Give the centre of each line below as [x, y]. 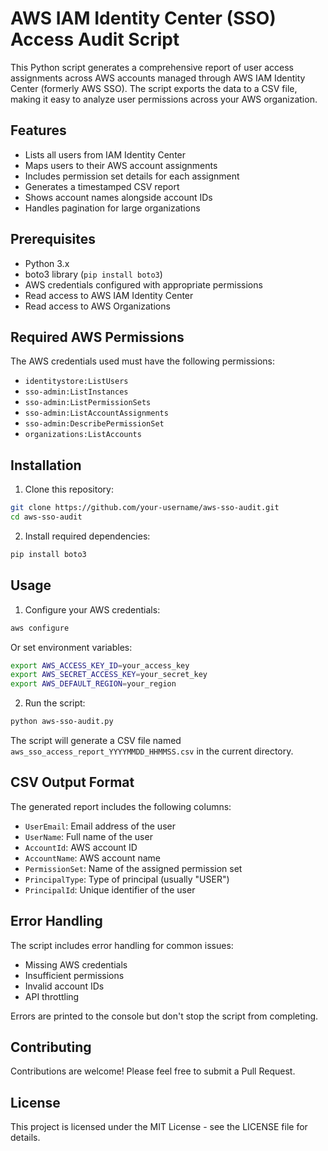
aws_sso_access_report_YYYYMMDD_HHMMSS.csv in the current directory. [152, 751]
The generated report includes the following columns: [121, 806]
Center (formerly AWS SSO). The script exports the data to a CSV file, [154, 88]
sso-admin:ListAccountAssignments [96, 413]
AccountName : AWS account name [92, 858]
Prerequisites [53, 239]
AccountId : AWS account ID [81, 847]
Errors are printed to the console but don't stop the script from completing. [164, 1016]
